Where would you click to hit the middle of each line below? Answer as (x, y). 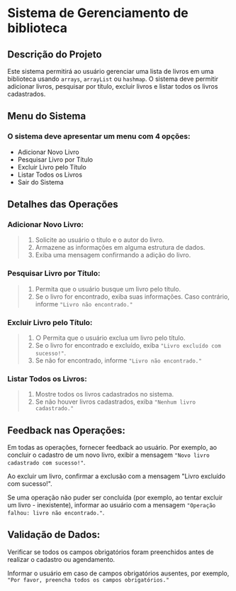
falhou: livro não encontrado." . (56, 513)
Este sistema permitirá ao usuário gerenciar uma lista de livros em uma (111, 71)
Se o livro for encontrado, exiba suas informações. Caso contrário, (133, 297)
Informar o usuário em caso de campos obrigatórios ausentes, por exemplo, (118, 573)
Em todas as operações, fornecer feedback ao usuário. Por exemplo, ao (112, 448)
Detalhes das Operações (63, 205)
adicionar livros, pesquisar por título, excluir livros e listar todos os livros (113, 86)
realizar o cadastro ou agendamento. (61, 559)
